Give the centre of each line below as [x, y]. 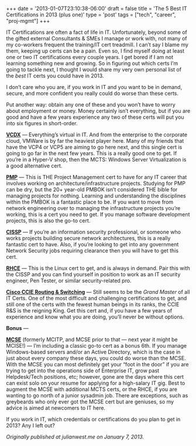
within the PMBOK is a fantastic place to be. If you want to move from [90, 202]
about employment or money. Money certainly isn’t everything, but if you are [98, 111]
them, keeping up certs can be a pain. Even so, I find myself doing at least [95, 51]
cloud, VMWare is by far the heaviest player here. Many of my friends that [95, 141]
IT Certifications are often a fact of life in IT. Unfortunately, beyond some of [97, 32]
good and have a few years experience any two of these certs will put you [95, 117]
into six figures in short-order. [42, 123]
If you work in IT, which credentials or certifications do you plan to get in [93, 419]
